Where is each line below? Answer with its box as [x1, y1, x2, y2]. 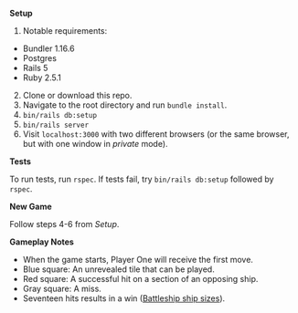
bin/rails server [22, 120, 90, 130]
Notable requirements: [22, 26, 108, 36]
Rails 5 [22, 63, 48, 73]
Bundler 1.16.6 [22, 43, 75, 54]
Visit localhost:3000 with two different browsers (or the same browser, [22, 129, 290, 140]
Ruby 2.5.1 [22, 72, 62, 83]
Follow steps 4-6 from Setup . [9, 219, 120, 229]
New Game [9, 201, 52, 212]
